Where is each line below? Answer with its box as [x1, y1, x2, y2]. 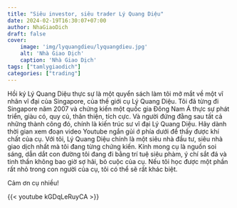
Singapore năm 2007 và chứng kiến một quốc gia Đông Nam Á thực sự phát [7, 104, 230, 113]
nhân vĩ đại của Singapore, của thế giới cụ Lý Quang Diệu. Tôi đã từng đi [7, 97, 219, 105]
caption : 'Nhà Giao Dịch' [20, 57, 98, 64]
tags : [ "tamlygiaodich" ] [7, 63, 81, 70]
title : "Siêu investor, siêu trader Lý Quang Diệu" [7, 10, 164, 18]
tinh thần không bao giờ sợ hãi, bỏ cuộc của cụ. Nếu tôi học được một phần [7, 157, 228, 165]
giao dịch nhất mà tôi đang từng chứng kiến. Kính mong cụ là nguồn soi [7, 142, 217, 150]
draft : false [7, 30, 46, 38]
